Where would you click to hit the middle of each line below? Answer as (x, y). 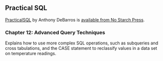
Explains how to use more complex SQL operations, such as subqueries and (82, 43)
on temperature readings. (31, 54)
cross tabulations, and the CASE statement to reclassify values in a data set (81, 48)
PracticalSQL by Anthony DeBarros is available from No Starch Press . (75, 20)
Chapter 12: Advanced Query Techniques (55, 32)
